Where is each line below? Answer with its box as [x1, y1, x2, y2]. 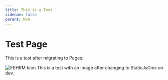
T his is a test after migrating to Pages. [5, 55, 84, 61]
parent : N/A [5, 17, 30, 22]
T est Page [5, 38, 48, 50]
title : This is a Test [5, 7, 53, 13]
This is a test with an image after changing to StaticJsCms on [37, 65, 163, 71]
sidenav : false [5, 12, 37, 17]
